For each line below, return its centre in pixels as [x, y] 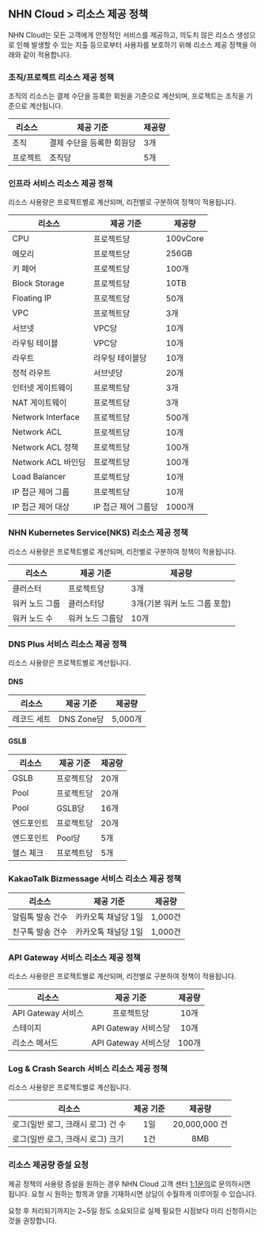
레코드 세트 [32, 719]
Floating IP [32, 298]
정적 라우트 [32, 373]
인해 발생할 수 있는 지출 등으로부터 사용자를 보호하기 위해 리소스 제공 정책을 [132, 44]
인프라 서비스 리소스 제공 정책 [61, 183]
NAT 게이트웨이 [40, 403]
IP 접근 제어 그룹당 [126, 507]
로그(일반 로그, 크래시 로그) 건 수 [69, 1124]
